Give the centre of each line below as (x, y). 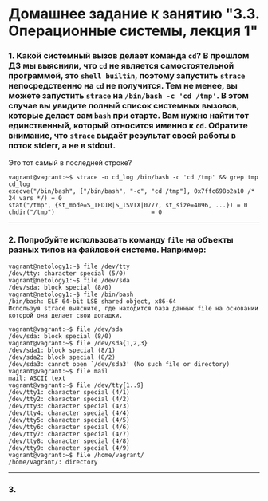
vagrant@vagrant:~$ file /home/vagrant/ (77, 455)
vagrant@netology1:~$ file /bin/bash (71, 294)
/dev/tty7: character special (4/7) (69, 434)
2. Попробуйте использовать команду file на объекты (121, 240)
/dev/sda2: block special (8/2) (62, 357)
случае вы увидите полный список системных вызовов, (124, 106)
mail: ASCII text (37, 378)
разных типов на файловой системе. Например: (107, 250)
